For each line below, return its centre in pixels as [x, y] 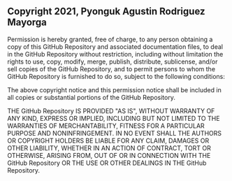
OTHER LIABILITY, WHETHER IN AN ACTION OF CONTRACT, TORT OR [109, 148]
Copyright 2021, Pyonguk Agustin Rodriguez [106, 12]
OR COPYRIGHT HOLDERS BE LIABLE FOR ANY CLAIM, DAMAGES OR [108, 140]
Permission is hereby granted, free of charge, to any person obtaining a [110, 39]
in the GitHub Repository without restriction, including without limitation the [115, 54]
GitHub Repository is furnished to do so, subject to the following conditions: [116, 76]
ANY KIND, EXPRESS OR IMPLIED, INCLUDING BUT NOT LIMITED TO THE [114, 118]
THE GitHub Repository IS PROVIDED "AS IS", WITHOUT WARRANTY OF [111, 110]
